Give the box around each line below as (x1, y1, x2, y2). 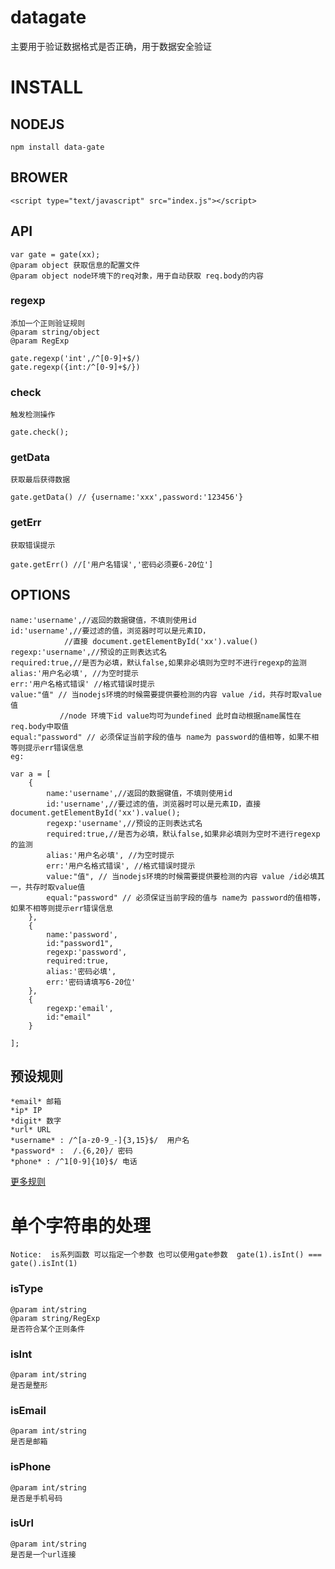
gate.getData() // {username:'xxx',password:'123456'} (10, 492, 244, 503)
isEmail (10, 1403, 47, 1417)
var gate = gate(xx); (10, 249, 101, 260)
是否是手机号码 (10, 1493, 63, 1503)
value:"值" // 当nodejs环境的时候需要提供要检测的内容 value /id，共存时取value (10, 689, 322, 700)
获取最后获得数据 (10, 475, 71, 485)
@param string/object (10, 327, 101, 337)
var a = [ (10, 769, 52, 779)
